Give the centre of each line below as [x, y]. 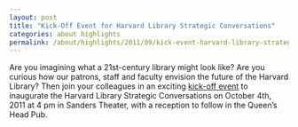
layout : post [33, 17]
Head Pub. [28, 115]
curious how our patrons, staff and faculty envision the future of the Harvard [149, 77]
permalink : [29, 42]
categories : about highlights [65, 34]
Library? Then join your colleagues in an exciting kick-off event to [129, 86]
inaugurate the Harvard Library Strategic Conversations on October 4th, [141, 96]
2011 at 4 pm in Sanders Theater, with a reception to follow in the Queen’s [143, 105]
